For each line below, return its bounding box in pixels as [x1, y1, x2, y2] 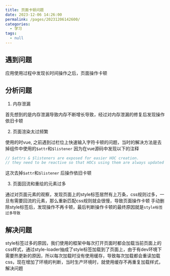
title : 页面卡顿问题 [5, 7, 44, 13]
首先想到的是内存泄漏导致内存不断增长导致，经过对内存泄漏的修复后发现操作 [5, 111, 165, 117]
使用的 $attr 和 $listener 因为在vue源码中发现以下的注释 [22, 145, 139, 152]
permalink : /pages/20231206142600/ [5, 17, 80, 22]
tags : [5, 31, 17, 36]
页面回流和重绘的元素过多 [12, 180, 66, 187]
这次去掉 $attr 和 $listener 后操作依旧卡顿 [5, 170, 92, 176]
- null [10, 36, 24, 41]
